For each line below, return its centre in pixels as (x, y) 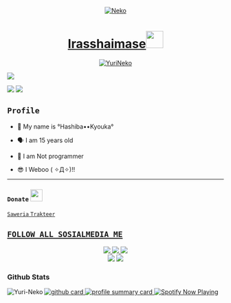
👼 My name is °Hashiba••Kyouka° (65, 126)
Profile (23, 111)
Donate (18, 199)
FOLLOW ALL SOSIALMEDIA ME (65, 235)
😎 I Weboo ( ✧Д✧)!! (46, 169)
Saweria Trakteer (31, 214)
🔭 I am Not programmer (50, 156)
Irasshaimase (107, 44)
